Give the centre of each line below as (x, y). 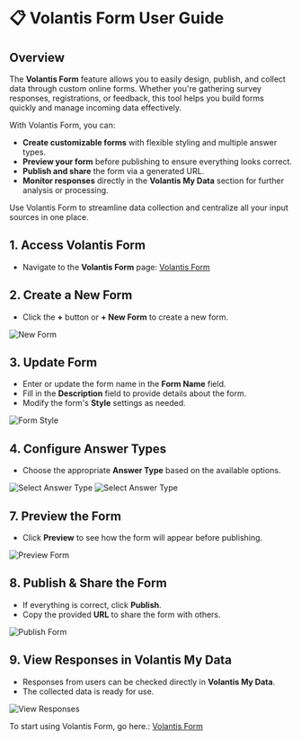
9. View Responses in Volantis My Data (120, 661)
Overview (37, 57)
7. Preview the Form (65, 516)
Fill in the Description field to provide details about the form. (134, 393)
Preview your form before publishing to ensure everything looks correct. (157, 162)
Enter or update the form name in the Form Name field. (124, 384)
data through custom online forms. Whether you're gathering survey (136, 88)
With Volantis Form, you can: (62, 125)
